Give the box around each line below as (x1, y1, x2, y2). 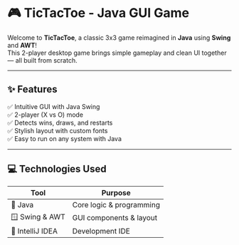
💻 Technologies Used (7, 163, 107, 175)
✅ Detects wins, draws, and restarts (7, 118, 113, 127)
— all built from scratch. (7, 56, 78, 64)
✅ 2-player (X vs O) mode (7, 110, 84, 119)
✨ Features (7, 83, 58, 95)
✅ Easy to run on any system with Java (7, 134, 122, 142)
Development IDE (72, 226, 130, 236)
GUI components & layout (72, 213, 158, 223)
